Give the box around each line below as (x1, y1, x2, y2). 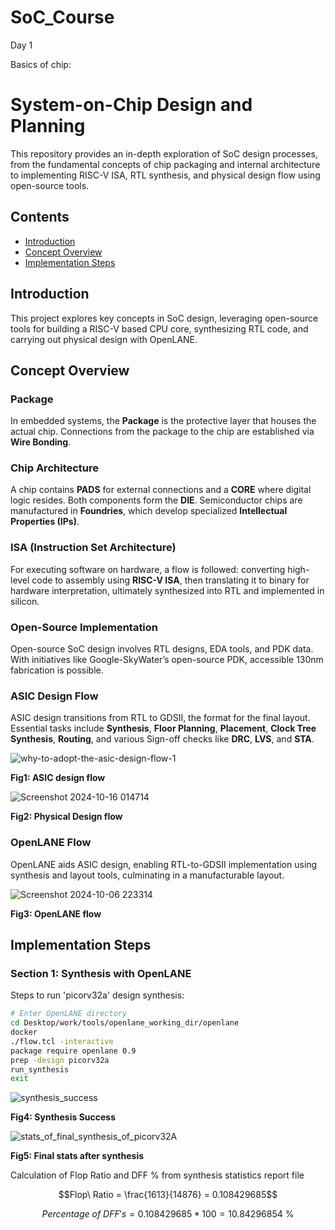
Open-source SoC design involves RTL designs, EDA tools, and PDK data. (10, 643, 314, 655)
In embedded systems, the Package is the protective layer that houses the (10, 415, 317, 427)
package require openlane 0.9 (10, 1046, 137, 1056)
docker (10, 1027, 38, 1038)
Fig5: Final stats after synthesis (10, 1150, 145, 1162)
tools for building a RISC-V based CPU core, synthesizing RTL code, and (10, 322, 309, 335)
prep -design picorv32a (10, 1055, 110, 1065)
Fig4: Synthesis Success (10, 1111, 117, 1123)
